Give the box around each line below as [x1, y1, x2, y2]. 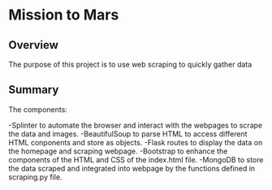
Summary [8, 83, 59, 97]
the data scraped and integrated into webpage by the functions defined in [8, 163, 256, 173]
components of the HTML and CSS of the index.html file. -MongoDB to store [8, 154, 264, 164]
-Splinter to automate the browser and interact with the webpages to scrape [8, 120, 262, 130]
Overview [8, 38, 59, 52]
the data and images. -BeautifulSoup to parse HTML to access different [8, 128, 248, 139]
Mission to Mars [8, 6, 119, 24]
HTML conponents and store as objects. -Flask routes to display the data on [8, 137, 263, 147]
